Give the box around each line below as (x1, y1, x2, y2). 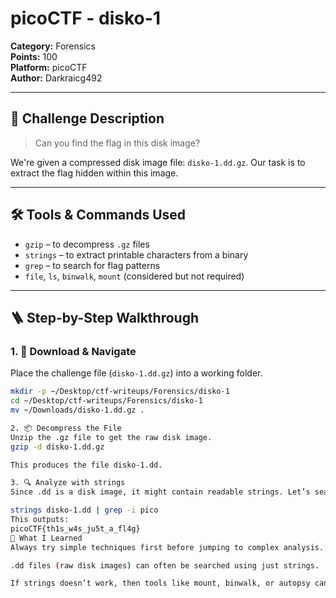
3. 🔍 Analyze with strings (10, 478, 126, 488)
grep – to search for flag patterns (24, 259, 161, 271)
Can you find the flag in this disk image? (34, 137, 201, 149)
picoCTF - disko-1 (10, 7, 161, 30)
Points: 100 (10, 50, 58, 62)
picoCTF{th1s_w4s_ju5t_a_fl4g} (10, 523, 141, 534)
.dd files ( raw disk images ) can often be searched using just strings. (10, 560, 320, 571)
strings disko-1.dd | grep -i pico (10, 505, 159, 516)
